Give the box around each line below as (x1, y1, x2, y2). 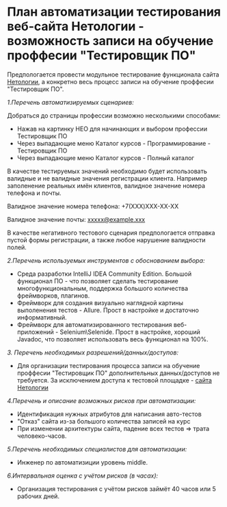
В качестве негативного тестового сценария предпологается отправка (7, 229, 215, 237)
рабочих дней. (16, 492, 60, 500)
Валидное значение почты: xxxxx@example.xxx (7, 215, 146, 223)
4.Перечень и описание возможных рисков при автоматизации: (7, 396, 196, 404)
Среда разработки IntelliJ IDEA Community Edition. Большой (16, 270, 192, 278)
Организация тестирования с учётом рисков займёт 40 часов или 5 (16, 484, 217, 493)
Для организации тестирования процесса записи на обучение (16, 361, 200, 369)
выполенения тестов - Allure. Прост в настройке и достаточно (16, 306, 200, 314)
